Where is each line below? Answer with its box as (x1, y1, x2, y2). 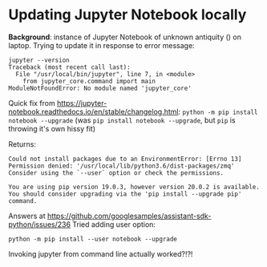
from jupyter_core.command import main (22, 77, 156, 85)
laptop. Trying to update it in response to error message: (8, 40, 195, 50)
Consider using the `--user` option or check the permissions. (8, 168, 225, 177)
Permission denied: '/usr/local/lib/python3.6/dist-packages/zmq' (8, 162, 235, 170)
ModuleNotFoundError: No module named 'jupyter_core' (8, 84, 192, 92)
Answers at (8, 211, 46, 220)
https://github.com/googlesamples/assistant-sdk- (47, 211, 212, 220)
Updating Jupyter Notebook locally (8, 6, 247, 24)
